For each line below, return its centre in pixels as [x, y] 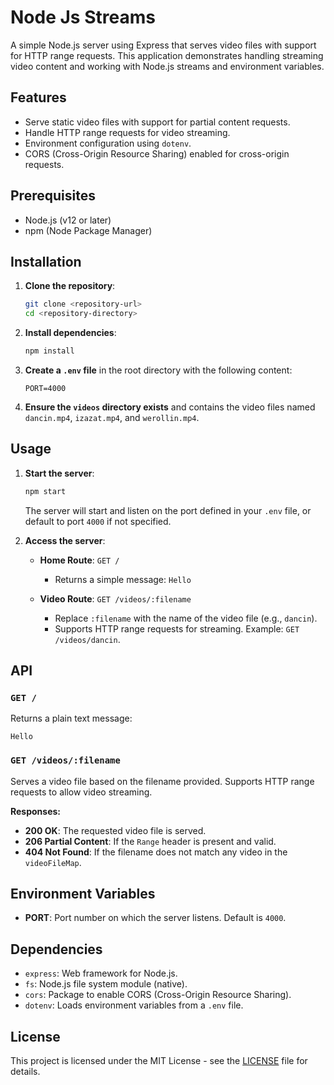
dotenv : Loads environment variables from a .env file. [134, 1005]
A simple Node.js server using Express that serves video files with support [163, 45]
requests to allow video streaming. [81, 792]
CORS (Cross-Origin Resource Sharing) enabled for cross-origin [157, 153]
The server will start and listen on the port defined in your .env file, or [168, 510]
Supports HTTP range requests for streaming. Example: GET [177, 628]
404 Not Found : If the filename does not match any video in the [156, 852]
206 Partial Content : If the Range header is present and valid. [150, 841]
